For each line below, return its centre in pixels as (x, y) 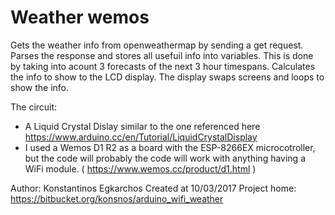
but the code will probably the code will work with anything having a (165, 158)
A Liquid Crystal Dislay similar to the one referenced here (142, 126)
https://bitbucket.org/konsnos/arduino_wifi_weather (117, 198)
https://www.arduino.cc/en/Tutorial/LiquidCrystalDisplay (141, 137)
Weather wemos (80, 17)
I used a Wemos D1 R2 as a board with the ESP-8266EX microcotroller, (170, 147)
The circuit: (34, 107)
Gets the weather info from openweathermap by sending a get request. (157, 45)
